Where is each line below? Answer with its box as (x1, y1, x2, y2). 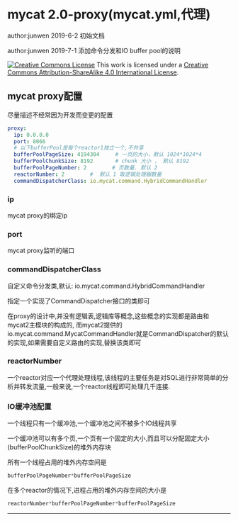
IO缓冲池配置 (7, 401, 52, 411)
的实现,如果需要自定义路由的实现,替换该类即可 (7, 338, 142, 347)
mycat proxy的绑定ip (7, 211, 68, 220)
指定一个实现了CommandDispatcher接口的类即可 (7, 296, 150, 305)
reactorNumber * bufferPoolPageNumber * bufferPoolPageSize (7, 500, 176, 507)
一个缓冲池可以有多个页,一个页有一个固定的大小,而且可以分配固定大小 (7, 434, 210, 443)
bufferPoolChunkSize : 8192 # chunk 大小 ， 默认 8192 (13, 157, 190, 165)
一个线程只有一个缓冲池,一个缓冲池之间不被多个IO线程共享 (7, 419, 177, 427)
